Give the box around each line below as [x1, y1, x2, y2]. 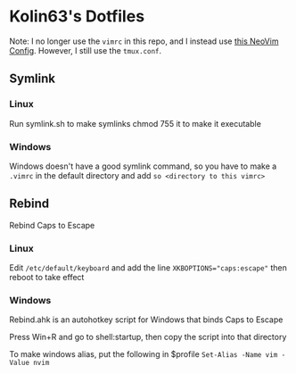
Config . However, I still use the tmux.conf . [9, 45, 162, 55]
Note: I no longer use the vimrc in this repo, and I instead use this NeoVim [9, 36, 279, 46]
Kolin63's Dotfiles [9, 6, 145, 27]
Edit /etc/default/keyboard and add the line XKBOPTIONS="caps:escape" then [9, 262, 287, 273]
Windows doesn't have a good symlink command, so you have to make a [9, 161, 277, 171]
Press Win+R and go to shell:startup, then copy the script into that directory [9, 332, 287, 343]
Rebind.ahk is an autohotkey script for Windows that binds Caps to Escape [9, 314, 284, 325]
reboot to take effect [9, 272, 85, 283]
